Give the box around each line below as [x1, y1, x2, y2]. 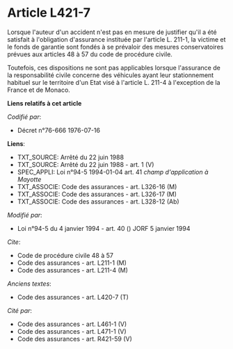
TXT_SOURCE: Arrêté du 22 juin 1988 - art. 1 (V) [17, 160, 154, 168]
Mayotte [17, 175, 42, 184]
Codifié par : [7, 113, 42, 121]
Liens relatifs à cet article [7, 99, 82, 107]
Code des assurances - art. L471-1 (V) [17, 327, 127, 335]
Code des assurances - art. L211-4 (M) [17, 266, 129, 274]
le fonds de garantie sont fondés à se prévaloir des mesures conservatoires [7, 42, 224, 51]
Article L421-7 [7, 5, 91, 21]
